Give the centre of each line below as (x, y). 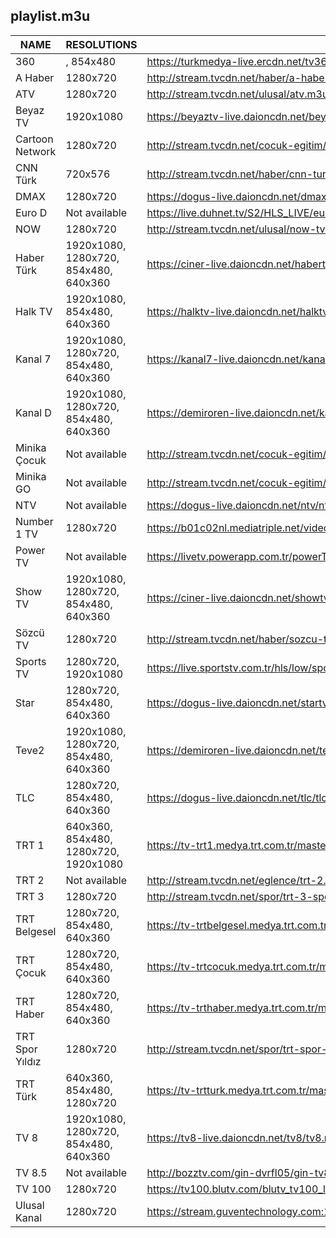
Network (36, 151)
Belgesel (36, 931)
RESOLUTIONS (101, 44)
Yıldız (28, 1061)
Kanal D (33, 412)
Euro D (31, 212)
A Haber (35, 77)
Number (34, 521)
